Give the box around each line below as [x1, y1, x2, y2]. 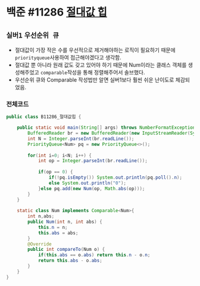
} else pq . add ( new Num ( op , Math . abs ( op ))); [37, 185, 145, 191]
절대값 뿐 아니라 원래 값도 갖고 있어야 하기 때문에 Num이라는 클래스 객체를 [14, 61, 187, 69]
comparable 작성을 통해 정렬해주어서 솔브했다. [40, 69, 145, 76]
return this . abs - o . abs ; [37, 257, 102, 264]
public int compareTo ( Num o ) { [27, 247, 105, 253]
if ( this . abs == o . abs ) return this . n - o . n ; [37, 252, 151, 258]
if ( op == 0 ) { [37, 169, 73, 175]
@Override [27, 241, 52, 247]
